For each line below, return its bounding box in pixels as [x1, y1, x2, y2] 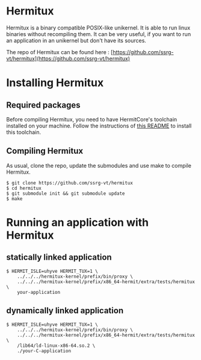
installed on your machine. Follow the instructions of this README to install [6, 122, 192, 129]
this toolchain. [6, 128, 42, 136]
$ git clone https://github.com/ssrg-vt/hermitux [6, 180, 134, 186]
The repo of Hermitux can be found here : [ [6, 48, 113, 55]
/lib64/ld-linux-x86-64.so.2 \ [17, 343, 96, 349]
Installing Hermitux [6, 76, 104, 90]
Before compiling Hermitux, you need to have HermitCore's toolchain [6, 115, 178, 123]
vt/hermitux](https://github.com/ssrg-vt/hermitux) [6, 55, 131, 62]
